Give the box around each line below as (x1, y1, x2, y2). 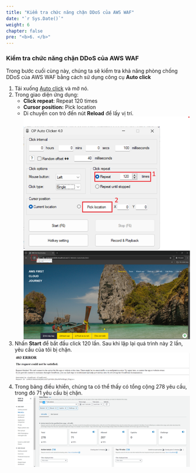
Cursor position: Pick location (23, 104, 96, 111)
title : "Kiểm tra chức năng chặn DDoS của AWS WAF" (6, 9, 134, 15)
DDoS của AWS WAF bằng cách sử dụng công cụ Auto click (6, 74, 151, 81)
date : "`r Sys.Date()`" (6, 15, 64, 22)
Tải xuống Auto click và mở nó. (14, 85, 89, 92)
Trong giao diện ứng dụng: (14, 91, 79, 98)
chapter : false (6, 28, 43, 34)
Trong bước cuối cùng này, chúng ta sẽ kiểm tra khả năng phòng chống (6, 67, 178, 74)
